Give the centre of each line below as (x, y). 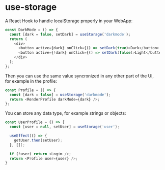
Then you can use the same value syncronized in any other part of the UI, (79, 76)
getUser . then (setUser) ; (38, 140)
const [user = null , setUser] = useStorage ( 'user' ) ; (65, 127)
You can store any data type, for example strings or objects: (66, 113)
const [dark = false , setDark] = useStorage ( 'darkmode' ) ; (70, 34)
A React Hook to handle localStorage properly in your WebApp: (69, 21)
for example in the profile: (31, 81)
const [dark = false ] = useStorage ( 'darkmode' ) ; (60, 95)
